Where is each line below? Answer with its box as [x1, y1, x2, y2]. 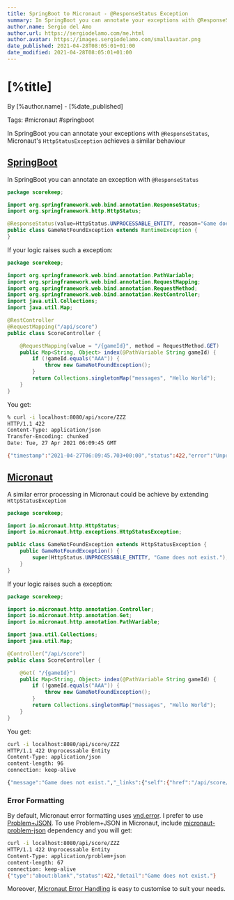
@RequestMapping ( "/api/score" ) [7, 323, 98, 330]
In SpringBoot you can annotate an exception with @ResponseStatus [7, 175, 199, 183]
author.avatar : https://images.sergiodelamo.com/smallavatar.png [7, 36, 201, 43]
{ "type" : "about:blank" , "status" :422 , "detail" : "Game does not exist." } [7, 872, 217, 879]
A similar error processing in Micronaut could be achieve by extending [7, 490, 209, 498]
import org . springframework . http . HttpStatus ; [7, 208, 141, 215]
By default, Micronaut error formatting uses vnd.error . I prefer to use [7, 812, 203, 820]
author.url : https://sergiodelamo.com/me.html [7, 29, 145, 37]
